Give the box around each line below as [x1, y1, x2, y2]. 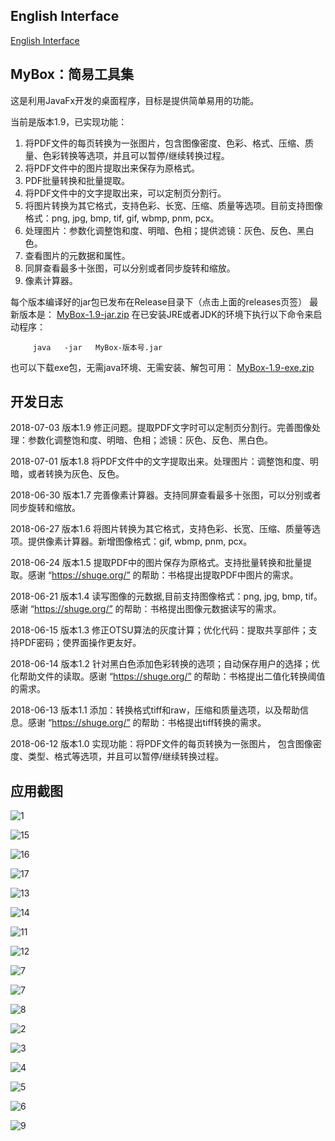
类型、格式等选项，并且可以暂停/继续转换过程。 [27, 750, 225, 763]
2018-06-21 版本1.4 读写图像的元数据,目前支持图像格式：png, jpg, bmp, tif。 [10, 590, 323, 603]
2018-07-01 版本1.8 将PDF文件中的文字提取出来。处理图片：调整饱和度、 [10, 455, 310, 468]
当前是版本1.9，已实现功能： [10, 115, 128, 128]
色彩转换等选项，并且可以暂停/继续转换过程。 [42, 149, 230, 161]
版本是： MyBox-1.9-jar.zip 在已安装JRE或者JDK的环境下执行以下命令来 [18, 308, 314, 320]
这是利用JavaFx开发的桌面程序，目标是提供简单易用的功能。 [10, 94, 260, 106]
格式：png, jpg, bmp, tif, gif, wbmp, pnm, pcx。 [24, 212, 220, 224]
